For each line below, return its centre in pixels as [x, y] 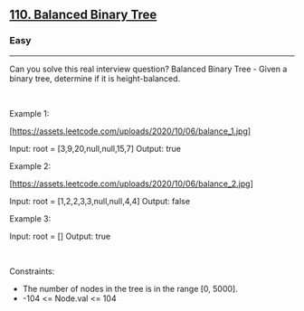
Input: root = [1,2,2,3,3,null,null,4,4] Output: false [100, 201]
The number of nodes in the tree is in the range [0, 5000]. [130, 288]
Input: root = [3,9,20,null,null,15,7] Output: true [95, 148]
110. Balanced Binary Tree [83, 15]
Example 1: [29, 113]
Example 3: [30, 218]
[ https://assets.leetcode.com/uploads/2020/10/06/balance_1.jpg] [130, 131]
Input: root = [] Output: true [60, 236]
